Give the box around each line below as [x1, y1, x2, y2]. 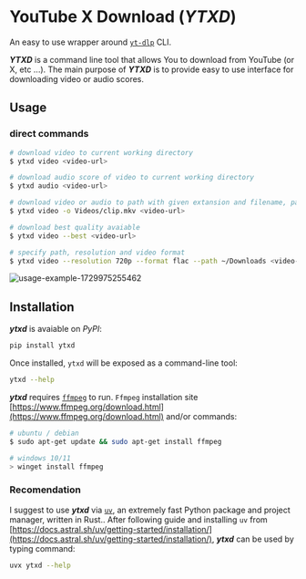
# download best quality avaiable [9, 222, 141, 232]
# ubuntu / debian [9, 429, 79, 438]
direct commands [9, 128, 89, 140]
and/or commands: [165, 410, 238, 421]
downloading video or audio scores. [9, 73, 144, 84]
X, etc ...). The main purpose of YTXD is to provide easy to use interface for [9, 64, 294, 75]
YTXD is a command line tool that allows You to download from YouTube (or [9, 54, 295, 65]
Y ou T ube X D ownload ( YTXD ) [9, 6, 237, 27]
